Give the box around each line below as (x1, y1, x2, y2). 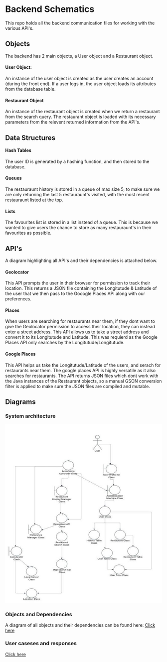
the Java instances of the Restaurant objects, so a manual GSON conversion (5, 378, 162, 384)
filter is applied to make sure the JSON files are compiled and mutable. (5, 383, 151, 389)
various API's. (5, 25, 34, 31)
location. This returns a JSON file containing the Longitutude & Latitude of (5, 285, 157, 291)
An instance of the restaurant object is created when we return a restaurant (5, 109, 160, 115)
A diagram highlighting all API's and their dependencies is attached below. (5, 258, 158, 264)
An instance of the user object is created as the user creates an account (5, 75, 154, 81)
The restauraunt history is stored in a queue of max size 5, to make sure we (5, 186, 160, 192)
